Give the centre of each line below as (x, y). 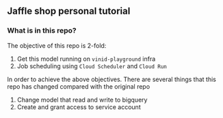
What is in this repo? (42, 31)
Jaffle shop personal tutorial (69, 11)
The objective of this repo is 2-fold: (57, 45)
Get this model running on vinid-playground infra (86, 59)
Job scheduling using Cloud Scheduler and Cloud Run (92, 66)
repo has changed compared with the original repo (79, 86)
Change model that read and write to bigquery (82, 100)
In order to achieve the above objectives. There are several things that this (112, 79)
